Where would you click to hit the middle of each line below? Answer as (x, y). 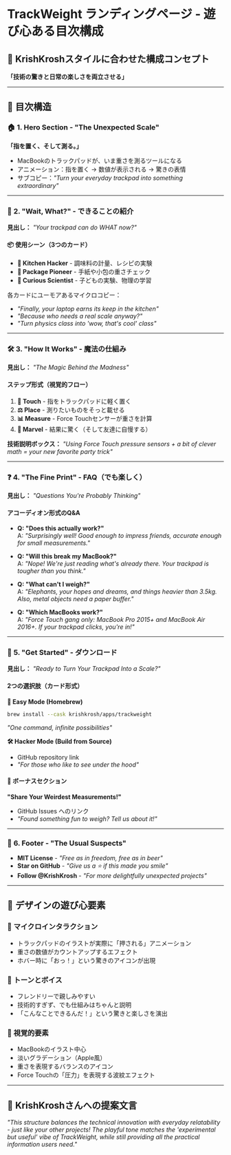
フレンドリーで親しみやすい (56, 997)
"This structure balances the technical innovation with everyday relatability (114, 1123)
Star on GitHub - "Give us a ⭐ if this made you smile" (92, 866)
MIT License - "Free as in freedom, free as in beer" (90, 858)
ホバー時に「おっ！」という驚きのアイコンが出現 (86, 960)
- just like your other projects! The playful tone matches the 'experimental (111, 1130)
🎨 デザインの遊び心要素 (56, 905)
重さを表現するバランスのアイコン (65, 1066)
